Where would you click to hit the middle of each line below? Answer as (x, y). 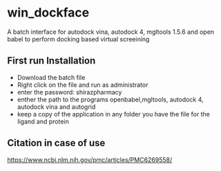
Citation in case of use (56, 143)
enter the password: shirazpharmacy (69, 92)
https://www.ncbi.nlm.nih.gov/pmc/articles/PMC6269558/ (90, 159)
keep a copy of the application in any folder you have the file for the (114, 114)
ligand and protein (43, 121)
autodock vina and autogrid (56, 107)
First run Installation (51, 61)
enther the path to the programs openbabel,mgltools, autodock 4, (110, 99)
